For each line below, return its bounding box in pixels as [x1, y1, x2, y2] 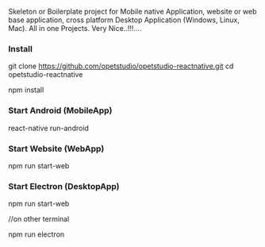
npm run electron [8, 230, 65, 239]
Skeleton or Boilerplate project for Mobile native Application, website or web [8, 7, 257, 16]
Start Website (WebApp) [8, 143, 105, 154]
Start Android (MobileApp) [8, 105, 113, 116]
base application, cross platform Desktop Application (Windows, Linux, [8, 15, 240, 25]
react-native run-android [8, 123, 90, 133]
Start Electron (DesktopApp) [8, 180, 121, 191]
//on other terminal [8, 214, 70, 224]
